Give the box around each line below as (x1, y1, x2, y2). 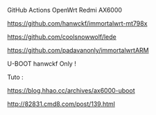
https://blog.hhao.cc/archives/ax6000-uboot (7, 87, 135, 94)
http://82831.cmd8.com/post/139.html (7, 100, 116, 108)
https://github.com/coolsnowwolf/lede (7, 33, 116, 41)
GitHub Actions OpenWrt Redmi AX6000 (7, 6, 123, 14)
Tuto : (7, 73, 24, 81)
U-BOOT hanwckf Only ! (7, 60, 76, 68)
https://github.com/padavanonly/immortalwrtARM (7, 46, 149, 54)
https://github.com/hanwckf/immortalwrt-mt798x (7, 19, 148, 27)
